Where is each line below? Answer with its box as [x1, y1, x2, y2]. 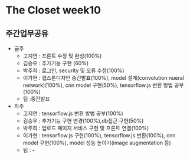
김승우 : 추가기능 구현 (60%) [22, 60, 89, 66]
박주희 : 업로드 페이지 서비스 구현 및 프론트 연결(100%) [22, 124, 149, 131]
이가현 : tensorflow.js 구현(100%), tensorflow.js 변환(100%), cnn [22, 132, 176, 138]
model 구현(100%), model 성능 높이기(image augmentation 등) [22, 139, 172, 146]
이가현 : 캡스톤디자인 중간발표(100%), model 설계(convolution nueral [22, 75, 184, 81]
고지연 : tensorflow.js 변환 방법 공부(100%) [22, 110, 123, 117]
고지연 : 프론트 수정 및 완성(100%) [22, 52, 102, 59]
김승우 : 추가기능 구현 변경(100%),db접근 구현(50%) [22, 117, 144, 124]
